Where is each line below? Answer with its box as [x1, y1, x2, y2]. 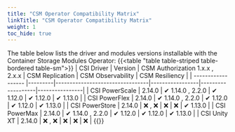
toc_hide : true [7, 29, 52, 37]
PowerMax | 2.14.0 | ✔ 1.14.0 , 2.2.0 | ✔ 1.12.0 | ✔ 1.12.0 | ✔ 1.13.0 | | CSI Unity [7, 110, 228, 118]
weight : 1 [7, 23, 36, 30]
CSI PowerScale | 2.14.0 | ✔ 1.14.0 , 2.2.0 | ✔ [90, 86, 217, 95]
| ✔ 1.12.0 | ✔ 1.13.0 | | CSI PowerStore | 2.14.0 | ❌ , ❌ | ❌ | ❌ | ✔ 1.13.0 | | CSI [7, 101, 226, 110]
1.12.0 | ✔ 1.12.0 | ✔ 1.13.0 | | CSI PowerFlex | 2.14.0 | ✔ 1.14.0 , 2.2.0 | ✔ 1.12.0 [7, 94, 228, 103]
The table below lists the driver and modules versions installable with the [7, 49, 217, 58]
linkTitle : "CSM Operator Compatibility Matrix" [7, 17, 152, 24]
